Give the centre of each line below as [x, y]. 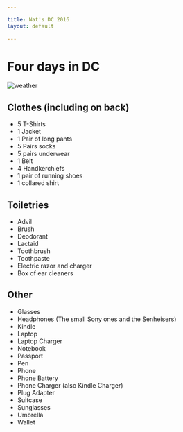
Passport [30, 356]
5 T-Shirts [32, 124]
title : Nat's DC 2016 [38, 19]
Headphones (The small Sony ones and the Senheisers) [97, 319]
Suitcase [30, 400]
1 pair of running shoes [50, 176]
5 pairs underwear [43, 154]
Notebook [32, 348]
